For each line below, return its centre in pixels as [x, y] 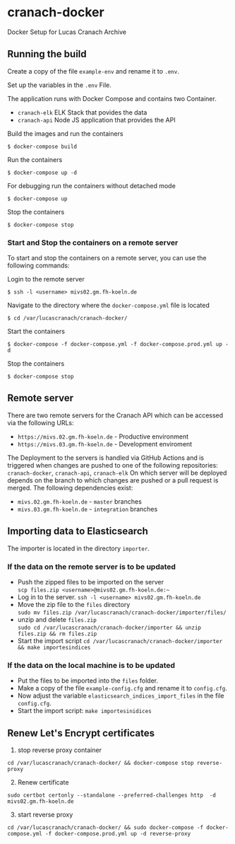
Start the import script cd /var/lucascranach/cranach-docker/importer [120, 640]
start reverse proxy [45, 815]
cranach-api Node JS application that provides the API [96, 120]
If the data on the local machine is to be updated [91, 665]
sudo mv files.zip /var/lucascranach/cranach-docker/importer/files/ [122, 613]
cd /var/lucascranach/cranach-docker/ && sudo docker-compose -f [105, 828]
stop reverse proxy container [60, 750]
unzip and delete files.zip [57, 619]
